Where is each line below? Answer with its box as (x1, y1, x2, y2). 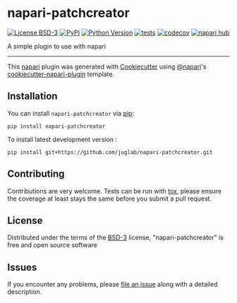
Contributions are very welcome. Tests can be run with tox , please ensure (7, 186, 222, 195)
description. (7, 287, 42, 296)
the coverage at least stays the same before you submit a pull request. (7, 194, 212, 203)
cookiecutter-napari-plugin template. (7, 69, 115, 78)
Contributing (7, 168, 65, 180)
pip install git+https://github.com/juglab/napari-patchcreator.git (7, 148, 213, 156)
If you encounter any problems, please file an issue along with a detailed (7, 280, 218, 289)
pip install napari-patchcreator (7, 122, 106, 130)
